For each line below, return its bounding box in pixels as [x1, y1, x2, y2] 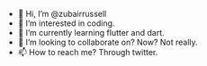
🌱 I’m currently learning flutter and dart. [17, 28, 165, 37]
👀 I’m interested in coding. [17, 18, 115, 29]
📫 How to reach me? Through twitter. [17, 47, 158, 57]
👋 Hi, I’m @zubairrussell [17, 9, 107, 19]
